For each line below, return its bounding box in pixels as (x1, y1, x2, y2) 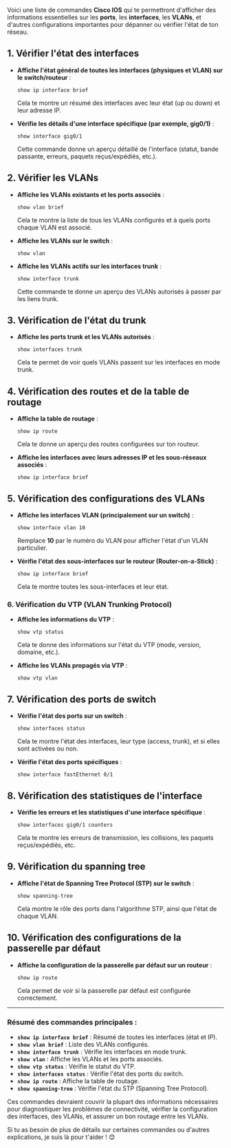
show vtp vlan (16, 675, 58, 681)
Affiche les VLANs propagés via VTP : (16, 662, 128, 670)
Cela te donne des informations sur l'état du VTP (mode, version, (16, 641, 201, 649)
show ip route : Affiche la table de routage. (16, 1076, 140, 1085)
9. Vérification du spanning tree (7, 861, 146, 872)
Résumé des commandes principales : (7, 1017, 137, 1027)
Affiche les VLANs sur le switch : (16, 236, 113, 245)
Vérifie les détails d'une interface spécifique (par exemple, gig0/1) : (16, 119, 214, 127)
